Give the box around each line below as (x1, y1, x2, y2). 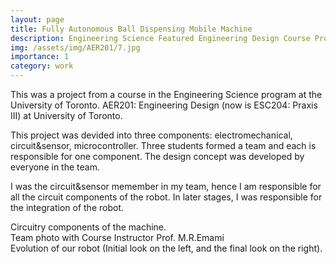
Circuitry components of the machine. (10, 221, 167, 233)
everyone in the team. (10, 161, 100, 173)
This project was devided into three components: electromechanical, (10, 129, 293, 141)
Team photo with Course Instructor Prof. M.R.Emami (10, 232, 225, 243)
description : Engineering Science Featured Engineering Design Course (10, 33, 311, 43)
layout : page (10, 14, 65, 25)
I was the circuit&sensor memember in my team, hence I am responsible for (10, 181, 322, 192)
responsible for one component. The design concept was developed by (10, 151, 305, 162)
